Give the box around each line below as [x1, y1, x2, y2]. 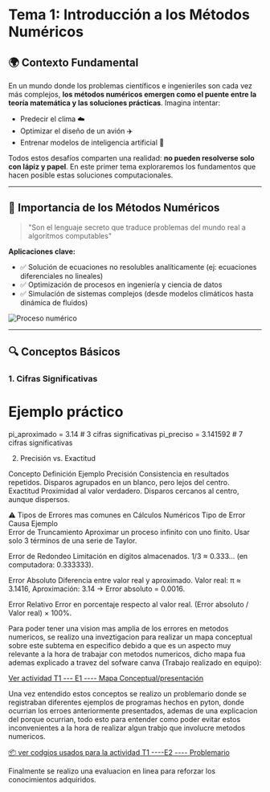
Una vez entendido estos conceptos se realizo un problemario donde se [8, 689, 247, 699]
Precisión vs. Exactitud [19, 454, 96, 463]
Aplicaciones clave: [8, 247, 76, 256]
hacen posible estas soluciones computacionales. [8, 170, 174, 180]
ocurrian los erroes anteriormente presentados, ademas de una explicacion [8, 706, 258, 716]
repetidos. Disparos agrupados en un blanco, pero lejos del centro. [8, 478, 230, 488]
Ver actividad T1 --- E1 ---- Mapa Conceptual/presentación [8, 673, 203, 684]
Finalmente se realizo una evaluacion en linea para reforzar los [8, 766, 215, 776]
